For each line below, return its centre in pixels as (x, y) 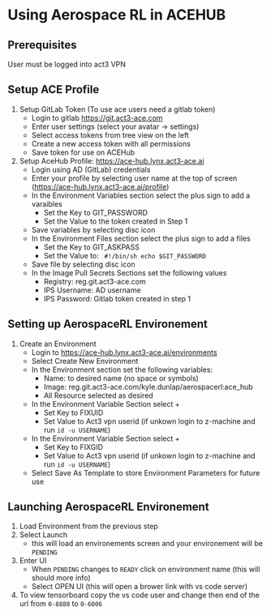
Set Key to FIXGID (73, 446)
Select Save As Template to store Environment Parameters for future (146, 472)
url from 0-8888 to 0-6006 (61, 604)
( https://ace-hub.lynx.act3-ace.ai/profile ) (100, 186)
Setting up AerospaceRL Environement (108, 325)
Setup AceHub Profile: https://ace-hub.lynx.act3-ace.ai (112, 160)
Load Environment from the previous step (89, 526)
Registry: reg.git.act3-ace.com (95, 281)
